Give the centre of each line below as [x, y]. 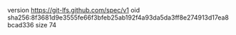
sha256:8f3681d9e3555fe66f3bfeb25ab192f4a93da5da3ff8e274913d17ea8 [118, 17]
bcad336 [21, 25]
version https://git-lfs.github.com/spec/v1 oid [74, 10]
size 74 [46, 25]
